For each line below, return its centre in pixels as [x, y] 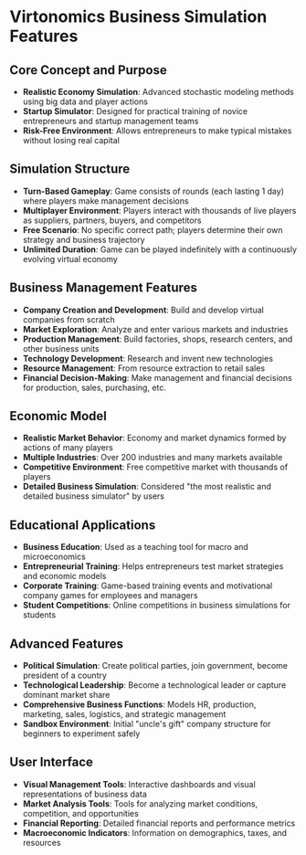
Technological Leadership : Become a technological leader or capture [154, 685]
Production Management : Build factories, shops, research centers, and [158, 339]
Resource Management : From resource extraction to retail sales [144, 368]
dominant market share [66, 695]
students [39, 615]
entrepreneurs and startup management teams [111, 121]
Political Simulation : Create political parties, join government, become [155, 666]
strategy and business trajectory [84, 239]
